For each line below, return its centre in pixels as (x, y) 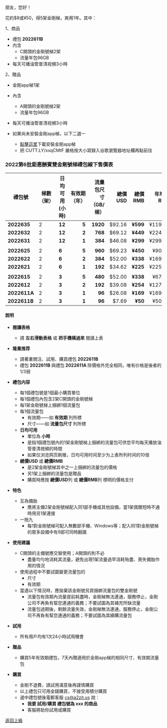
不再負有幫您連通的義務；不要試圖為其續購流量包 (82, 615)
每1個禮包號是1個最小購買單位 (50, 393)
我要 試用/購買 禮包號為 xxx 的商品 (62, 704)
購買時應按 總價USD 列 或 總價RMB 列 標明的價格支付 (80, 480)
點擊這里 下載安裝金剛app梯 (48, 144)
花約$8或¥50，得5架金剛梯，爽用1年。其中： (51, 18)
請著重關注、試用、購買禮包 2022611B (59, 359)
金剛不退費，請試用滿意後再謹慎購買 (57, 685)
